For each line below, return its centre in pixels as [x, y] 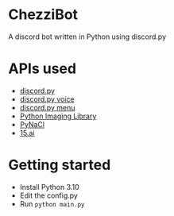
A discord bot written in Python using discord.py [87, 37]
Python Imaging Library [58, 116]
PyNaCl [32, 124]
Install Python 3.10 [49, 187]
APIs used [43, 69]
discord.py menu [47, 107]
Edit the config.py [48, 195]
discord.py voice [47, 99]
